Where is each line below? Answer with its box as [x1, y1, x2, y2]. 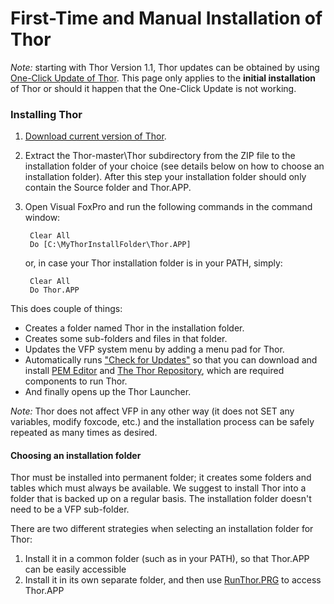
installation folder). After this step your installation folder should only [24, 171, 307, 183]
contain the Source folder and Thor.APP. [24, 182, 192, 194]
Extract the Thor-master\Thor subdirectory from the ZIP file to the [24, 150, 296, 162]
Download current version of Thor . [24, 130, 167, 142]
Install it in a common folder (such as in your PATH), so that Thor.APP [24, 553, 310, 565]
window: [24, 212, 61, 224]
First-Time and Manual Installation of [10, 7, 323, 30]
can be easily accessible [24, 563, 127, 576]
